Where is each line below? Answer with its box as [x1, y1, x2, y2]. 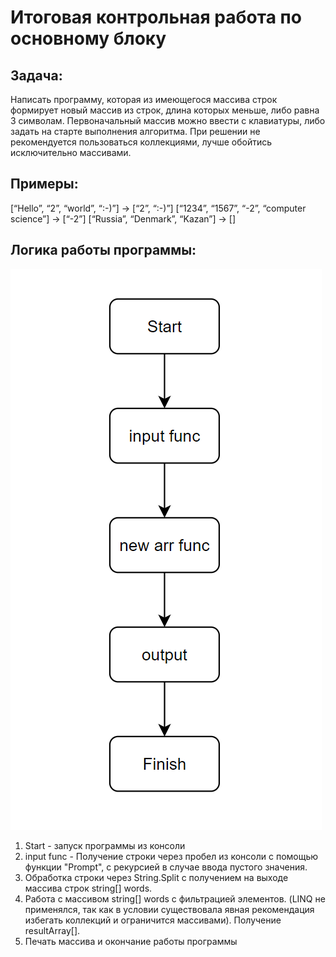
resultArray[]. [24, 924, 81, 936]
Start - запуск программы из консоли [24, 839, 186, 851]
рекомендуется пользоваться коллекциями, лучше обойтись [10, 136, 273, 148]
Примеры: [10, 176, 79, 193]
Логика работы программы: [10, 242, 197, 259]
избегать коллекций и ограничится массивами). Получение [24, 914, 282, 926]
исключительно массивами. [10, 147, 132, 158]
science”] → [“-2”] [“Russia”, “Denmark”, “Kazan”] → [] [10, 212, 237, 225]
